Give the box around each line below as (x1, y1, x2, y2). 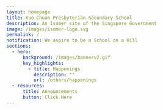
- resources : (12, 83, 45, 89)
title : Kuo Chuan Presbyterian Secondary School (6, 15, 132, 21)
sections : (6, 43, 32, 50)
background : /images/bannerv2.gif (22, 54, 111, 61)
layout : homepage (6, 9, 51, 15)
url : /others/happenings (33, 77, 97, 83)
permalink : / (6, 32, 40, 38)
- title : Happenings (28, 65, 81, 72)
